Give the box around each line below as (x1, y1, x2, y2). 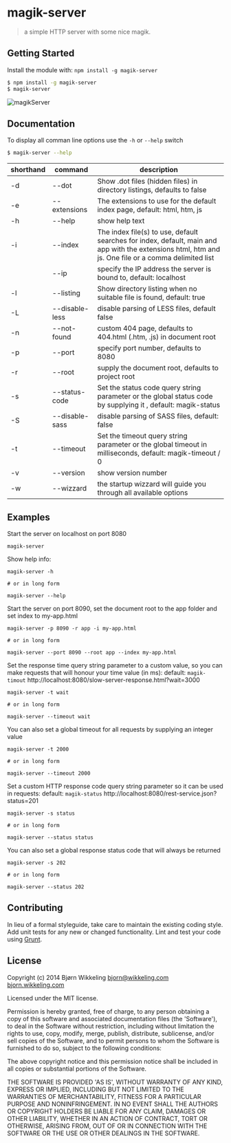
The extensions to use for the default (97, 196, 217, 206)
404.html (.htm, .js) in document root (97, 332, 217, 342)
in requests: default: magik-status (7, 789, 102, 798)
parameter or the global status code (97, 392, 213, 401)
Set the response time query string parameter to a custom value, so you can (7, 661, 223, 669)
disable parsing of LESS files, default (97, 304, 216, 314)
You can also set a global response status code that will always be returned (7, 846, 221, 854)
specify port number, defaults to (97, 343, 201, 353)
